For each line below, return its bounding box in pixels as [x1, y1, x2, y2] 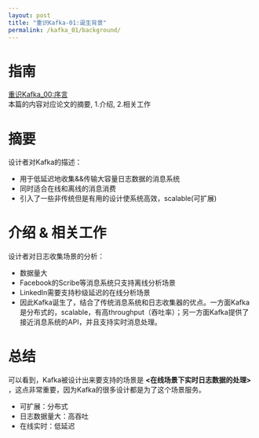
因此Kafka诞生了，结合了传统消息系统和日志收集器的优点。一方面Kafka [19, 297, 250, 307]
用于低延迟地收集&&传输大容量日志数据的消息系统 [19, 174, 181, 184]
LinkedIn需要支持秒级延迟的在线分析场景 [19, 288, 151, 297]
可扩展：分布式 [19, 402, 68, 411]
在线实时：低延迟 [19, 422, 75, 431]
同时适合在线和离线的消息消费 [19, 184, 116, 193]
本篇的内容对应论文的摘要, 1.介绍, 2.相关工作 [8, 100, 151, 109]
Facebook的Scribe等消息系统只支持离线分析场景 [19, 278, 177, 287]
